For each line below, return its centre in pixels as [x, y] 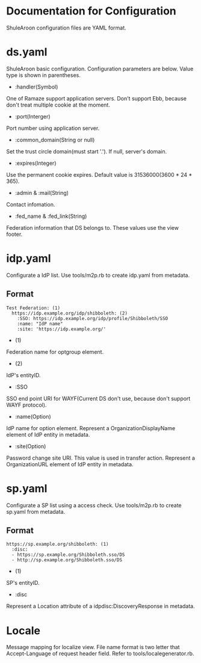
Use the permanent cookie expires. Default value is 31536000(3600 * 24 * [99, 174]
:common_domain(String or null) [55, 140]
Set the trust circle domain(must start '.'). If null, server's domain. [87, 151]
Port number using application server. [53, 128]
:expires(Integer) [36, 163]
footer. [14, 234]
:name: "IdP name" [40, 324]
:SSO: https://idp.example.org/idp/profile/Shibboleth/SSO [93, 318]
